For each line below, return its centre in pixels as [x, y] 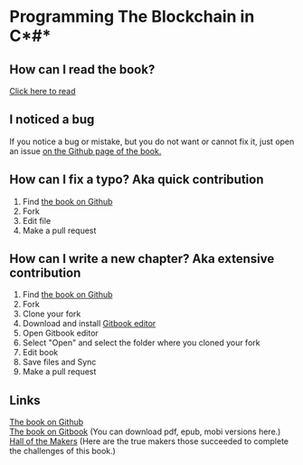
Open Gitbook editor [61, 334]
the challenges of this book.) [62, 451]
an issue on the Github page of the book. [85, 150]
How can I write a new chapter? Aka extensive [142, 259]
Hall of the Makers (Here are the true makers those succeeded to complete [149, 441]
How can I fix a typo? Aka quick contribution [137, 180]
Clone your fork [52, 314]
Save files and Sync [59, 362]
